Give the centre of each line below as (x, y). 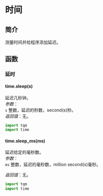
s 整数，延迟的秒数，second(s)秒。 (41, 110)
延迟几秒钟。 (18, 98)
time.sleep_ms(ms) (25, 141)
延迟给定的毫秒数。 (24, 152)
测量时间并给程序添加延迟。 (33, 42)
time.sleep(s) (19, 86)
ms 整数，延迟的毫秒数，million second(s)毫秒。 (53, 165)
